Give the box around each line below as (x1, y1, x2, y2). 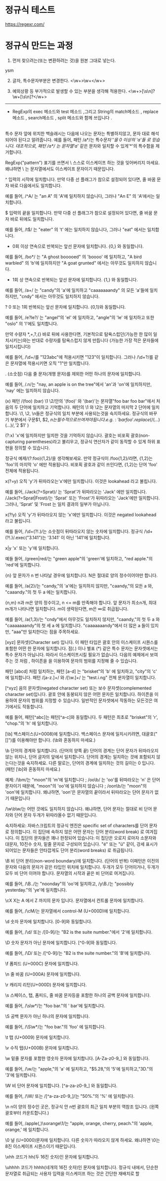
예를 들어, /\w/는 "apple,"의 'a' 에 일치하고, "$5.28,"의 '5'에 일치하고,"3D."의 (5, 1066, 153, 1072)
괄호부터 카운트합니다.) (5, 1110, 49, 1116)
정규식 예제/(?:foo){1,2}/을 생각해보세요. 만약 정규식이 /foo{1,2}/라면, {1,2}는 (5, 455, 153, 461)
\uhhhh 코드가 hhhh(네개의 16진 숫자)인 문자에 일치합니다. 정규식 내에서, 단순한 (5, 1164, 159, 1170)
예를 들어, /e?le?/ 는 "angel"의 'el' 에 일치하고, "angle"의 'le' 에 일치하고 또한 (5, 314, 155, 320)
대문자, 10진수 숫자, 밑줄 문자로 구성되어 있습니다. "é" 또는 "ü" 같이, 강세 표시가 (5, 841, 158, 847)
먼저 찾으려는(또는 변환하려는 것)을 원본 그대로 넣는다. (12, 57, 116, 63)
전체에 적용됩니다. (5, 468, 40, 474)
